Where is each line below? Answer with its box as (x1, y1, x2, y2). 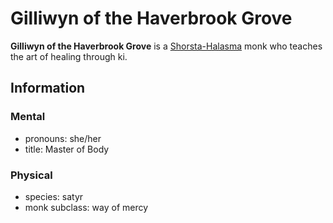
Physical (10, 168, 53, 182)
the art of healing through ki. (10, 50, 128, 62)
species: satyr (24, 190, 84, 202)
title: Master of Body (24, 143, 110, 155)
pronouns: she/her (24, 132, 102, 144)
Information (10, 80, 86, 97)
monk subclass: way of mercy (24, 201, 149, 213)
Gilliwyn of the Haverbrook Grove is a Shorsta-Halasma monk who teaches (10, 40, 323, 52)
